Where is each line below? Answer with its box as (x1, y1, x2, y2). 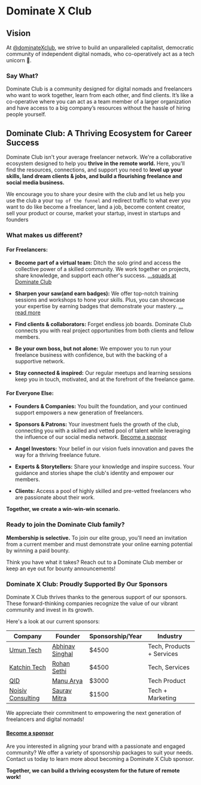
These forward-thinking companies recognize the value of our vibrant (6, 600, 178, 607)
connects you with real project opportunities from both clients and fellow (14, 327, 194, 334)
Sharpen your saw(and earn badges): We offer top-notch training (14, 290, 178, 297)
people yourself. (6, 111, 47, 118)
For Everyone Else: (6, 389, 54, 396)
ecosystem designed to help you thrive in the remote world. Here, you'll (6, 160, 185, 167)
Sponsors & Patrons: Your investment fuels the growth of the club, (14, 421, 180, 428)
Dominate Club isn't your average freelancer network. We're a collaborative (6, 154, 193, 161)
